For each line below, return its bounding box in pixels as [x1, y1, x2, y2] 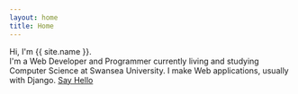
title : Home [9, 21, 54, 30]
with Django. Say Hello [9, 74, 94, 85]
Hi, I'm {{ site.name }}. [9, 46, 92, 56]
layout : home [9, 13, 59, 22]
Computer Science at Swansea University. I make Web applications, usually [9, 64, 290, 76]
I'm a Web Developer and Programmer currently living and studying [9, 56, 259, 66]
